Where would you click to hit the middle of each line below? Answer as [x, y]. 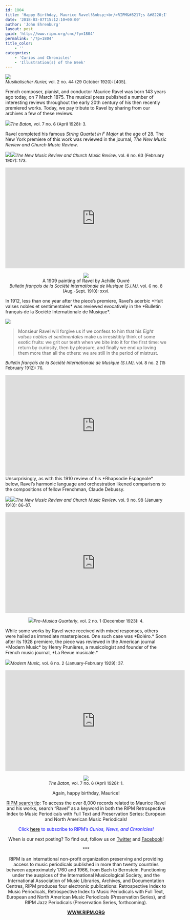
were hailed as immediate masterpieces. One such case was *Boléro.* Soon [86, 636]
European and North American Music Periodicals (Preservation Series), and [86, 897]
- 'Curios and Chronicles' [43, 58]
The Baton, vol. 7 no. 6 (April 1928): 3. [49, 124]
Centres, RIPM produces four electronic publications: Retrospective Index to [86, 886]
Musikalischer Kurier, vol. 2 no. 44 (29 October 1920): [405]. [66, 82]
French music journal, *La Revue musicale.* [52, 653]
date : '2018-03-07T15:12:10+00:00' [43, 19]
